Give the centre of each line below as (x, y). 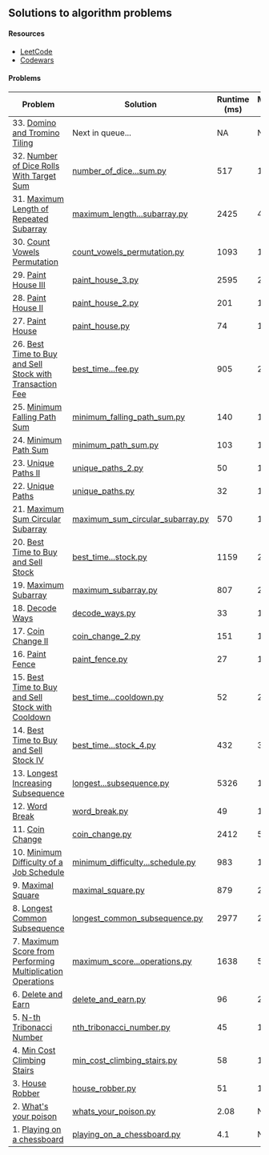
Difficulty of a (38, 862)
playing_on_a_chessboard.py (126, 1134)
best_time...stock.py (110, 557)
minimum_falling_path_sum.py (128, 417)
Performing (34, 961)
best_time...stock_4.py (114, 745)
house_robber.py (104, 1088)
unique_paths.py (103, 491)
